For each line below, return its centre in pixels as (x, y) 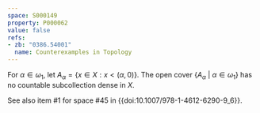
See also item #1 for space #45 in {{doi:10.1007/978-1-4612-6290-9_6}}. (125, 100)
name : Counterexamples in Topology (73, 52)
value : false (29, 30)
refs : (16, 38)
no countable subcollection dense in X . (71, 85)
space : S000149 (32, 15)
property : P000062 (38, 23)
